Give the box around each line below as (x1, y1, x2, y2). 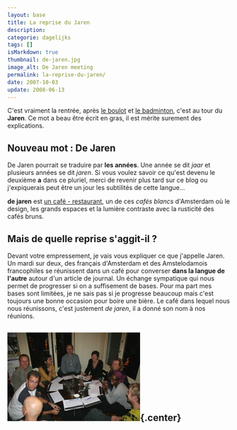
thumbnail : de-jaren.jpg (7, 57, 81, 64)
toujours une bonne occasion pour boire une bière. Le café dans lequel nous (7, 297, 230, 305)
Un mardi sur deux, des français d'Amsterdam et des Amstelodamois (7, 259, 208, 267)
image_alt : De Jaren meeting (7, 64, 93, 71)
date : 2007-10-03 (7, 79, 59, 86)
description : (7, 26, 46, 33)
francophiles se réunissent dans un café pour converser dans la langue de (7, 266, 225, 275)
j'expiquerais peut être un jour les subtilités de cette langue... (7, 183, 185, 192)
